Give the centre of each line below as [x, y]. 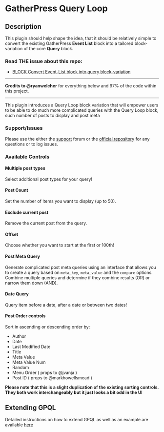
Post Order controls [25, 316]
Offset [12, 234]
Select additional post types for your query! [49, 179]
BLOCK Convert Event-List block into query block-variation [71, 72]
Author [19, 336]
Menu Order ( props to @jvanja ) [44, 372]
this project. [17, 91]
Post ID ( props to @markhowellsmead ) [52, 378]
